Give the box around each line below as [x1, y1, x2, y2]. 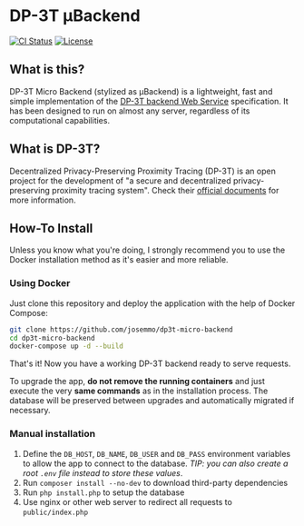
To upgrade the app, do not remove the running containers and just [9, 376, 266, 387]
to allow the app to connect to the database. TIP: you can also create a [22, 458, 289, 469]
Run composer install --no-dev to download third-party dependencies [22, 477, 289, 488]
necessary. [9, 405, 52, 416]
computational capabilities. [9, 114, 111, 125]
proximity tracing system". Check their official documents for [51, 184, 279, 195]
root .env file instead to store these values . [22, 467, 183, 478]
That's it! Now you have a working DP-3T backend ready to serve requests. [9, 358, 291, 369]
